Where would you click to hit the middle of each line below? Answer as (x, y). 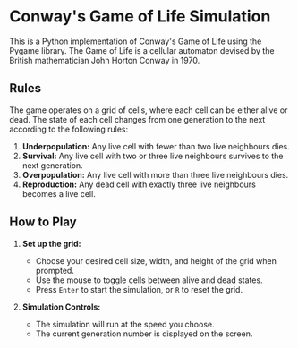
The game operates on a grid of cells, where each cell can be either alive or (149, 110)
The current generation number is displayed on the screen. (144, 334)
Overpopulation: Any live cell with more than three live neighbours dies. (155, 174)
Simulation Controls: (61, 307)
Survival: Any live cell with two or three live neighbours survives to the (153, 156)
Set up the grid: (52, 243)
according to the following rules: (69, 129)
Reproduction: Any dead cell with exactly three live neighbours (139, 184)
